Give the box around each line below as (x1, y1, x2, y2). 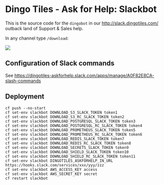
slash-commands (5, 78, 41, 84)
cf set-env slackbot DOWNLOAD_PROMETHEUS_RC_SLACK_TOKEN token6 (5, 132, 142, 137)
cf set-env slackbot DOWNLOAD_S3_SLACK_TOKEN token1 (5, 110, 118, 115)
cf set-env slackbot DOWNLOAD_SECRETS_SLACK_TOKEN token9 (5, 145, 129, 150)
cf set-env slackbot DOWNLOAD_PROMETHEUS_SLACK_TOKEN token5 (5, 127, 136, 132)
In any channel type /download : (5, 35, 69, 41)
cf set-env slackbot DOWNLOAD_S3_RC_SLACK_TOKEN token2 (5, 114, 124, 119)
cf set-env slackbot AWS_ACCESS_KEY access (5, 167, 98, 172)
